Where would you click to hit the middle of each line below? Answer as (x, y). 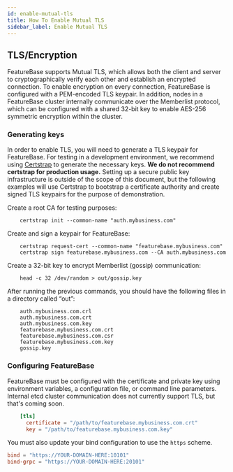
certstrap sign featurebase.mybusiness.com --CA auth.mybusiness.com (123, 252)
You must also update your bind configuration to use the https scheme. (110, 443)
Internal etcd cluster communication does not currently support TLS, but (111, 396)
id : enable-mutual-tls (40, 14)
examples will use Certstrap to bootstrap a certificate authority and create (113, 187)
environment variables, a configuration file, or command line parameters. (112, 388)
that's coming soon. (36, 403)
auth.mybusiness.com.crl (56, 312)
